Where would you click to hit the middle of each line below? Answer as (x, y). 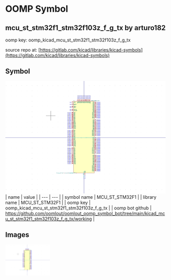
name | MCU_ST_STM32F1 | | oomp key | (48, 202)
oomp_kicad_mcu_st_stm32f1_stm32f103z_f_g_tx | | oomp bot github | (78, 208)
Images (17, 235)
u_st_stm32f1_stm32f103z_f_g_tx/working (49, 219)
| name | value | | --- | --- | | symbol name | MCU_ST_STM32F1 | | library (81, 197)
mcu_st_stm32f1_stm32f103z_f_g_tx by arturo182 (85, 28)
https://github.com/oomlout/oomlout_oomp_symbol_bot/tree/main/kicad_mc (85, 213)
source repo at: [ (23, 50)
